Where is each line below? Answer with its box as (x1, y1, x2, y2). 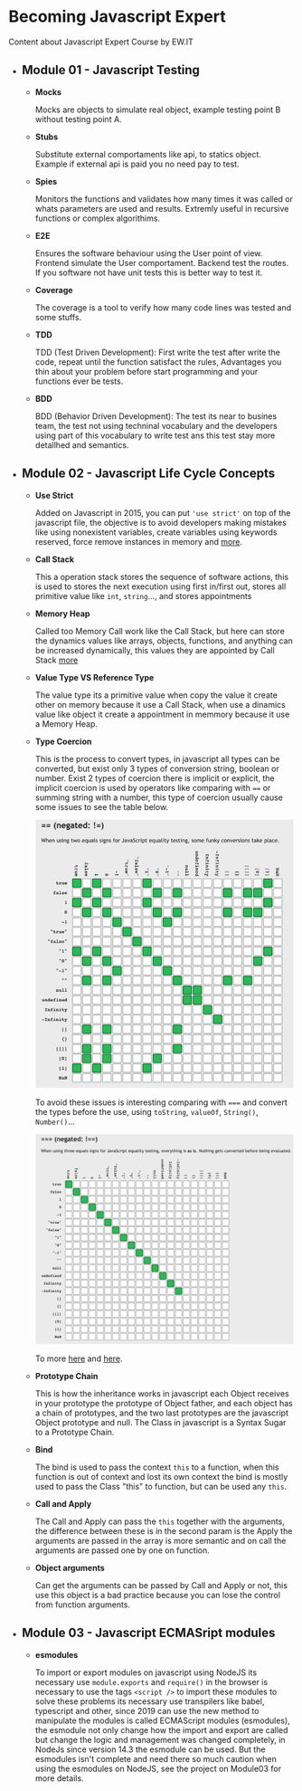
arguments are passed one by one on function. (34, 1545, 210, 1556)
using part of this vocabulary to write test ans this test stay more (34, 430, 276, 441)
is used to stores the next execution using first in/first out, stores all (34, 581, 287, 592)
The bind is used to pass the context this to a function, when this (34, 1462, 279, 1472)
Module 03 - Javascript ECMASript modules (21, 1625, 276, 1641)
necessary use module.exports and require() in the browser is (34, 1676, 269, 1687)
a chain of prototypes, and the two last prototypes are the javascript (34, 1407, 289, 1418)
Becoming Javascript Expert (8, 6, 227, 27)
